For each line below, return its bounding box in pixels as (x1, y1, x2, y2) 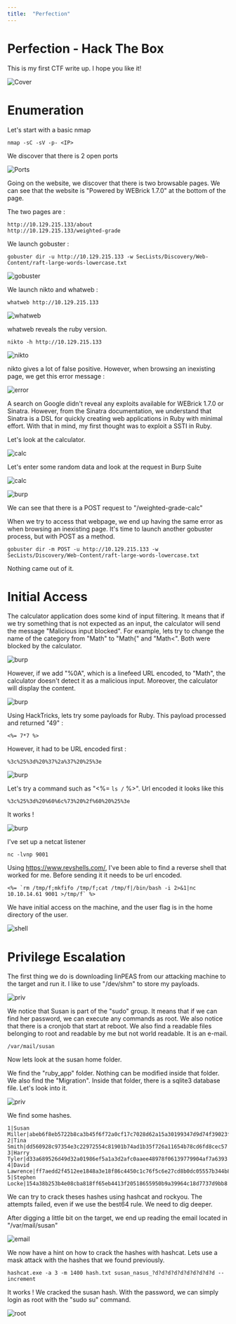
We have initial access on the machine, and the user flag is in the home (7, 903, 213, 912)
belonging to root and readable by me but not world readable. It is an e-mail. (7, 1029, 228, 1038)
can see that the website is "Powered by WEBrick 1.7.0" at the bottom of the (7, 186, 226, 194)
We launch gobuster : (7, 239, 70, 248)
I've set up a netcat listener (7, 838, 86, 846)
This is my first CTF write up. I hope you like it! (7, 64, 142, 72)
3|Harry (7, 1149, 30, 1156)
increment (7, 1275, 37, 1283)
